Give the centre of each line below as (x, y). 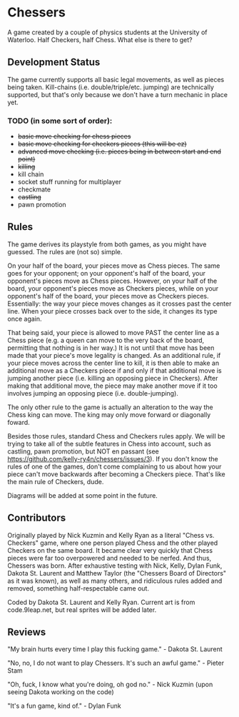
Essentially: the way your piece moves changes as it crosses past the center (119, 304)
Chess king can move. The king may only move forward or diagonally (109, 414)
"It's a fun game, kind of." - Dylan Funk (64, 706)
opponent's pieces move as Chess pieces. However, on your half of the (112, 281)
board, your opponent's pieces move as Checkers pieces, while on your (113, 288)
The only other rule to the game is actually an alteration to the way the (111, 407)
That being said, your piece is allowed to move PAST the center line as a (113, 332)
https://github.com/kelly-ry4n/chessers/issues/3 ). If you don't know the (113, 458)
